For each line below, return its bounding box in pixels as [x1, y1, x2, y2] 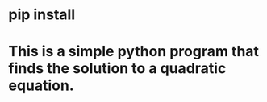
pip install [8, 6, 76, 24]
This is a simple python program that [8, 43, 260, 61]
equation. [8, 76, 74, 95]
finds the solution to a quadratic [8, 59, 227, 78]
